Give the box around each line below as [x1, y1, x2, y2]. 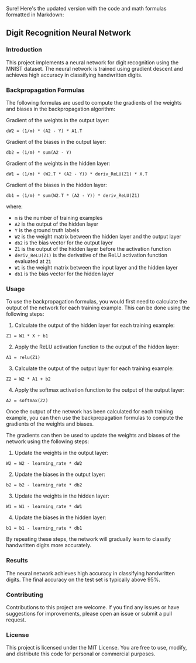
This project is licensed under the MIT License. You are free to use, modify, [6, 644, 187, 651]
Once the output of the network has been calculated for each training [6, 408, 174, 415]
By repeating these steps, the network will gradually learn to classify [6, 536, 171, 543]
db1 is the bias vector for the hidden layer [14, 270, 114, 277]
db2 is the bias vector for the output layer [14, 239, 113, 246]
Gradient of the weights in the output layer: [6, 116, 109, 123]
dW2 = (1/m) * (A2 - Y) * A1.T [6, 128, 82, 134]
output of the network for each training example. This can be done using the [6, 304, 190, 312]
